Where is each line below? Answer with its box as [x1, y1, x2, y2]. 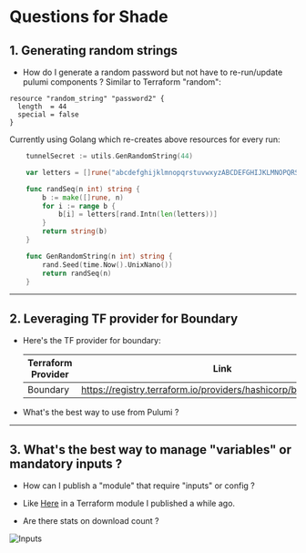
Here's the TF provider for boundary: [22, 335, 161, 346]
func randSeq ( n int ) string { [25, 184, 141, 193]
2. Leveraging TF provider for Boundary [9, 311, 239, 326]
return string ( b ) [42, 227, 107, 236]
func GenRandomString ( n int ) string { [25, 251, 173, 261]
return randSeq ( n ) [42, 269, 112, 278]
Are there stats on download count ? [22, 516, 159, 526]
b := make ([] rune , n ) [42, 193, 125, 202]
